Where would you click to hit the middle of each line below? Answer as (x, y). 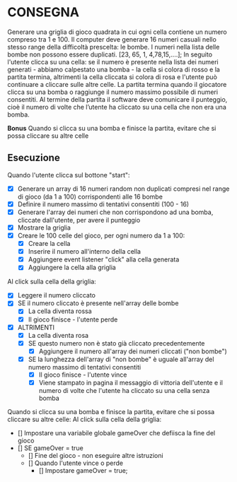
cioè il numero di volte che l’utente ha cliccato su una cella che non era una (117, 107)
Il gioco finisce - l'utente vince (83, 375)
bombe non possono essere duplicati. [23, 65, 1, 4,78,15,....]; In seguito (110, 54)
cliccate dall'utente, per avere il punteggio (79, 220)
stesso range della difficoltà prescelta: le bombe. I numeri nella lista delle (114, 47)
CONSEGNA (44, 12)
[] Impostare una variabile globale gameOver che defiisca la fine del (116, 433)
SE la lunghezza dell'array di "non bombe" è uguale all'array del (121, 359)
